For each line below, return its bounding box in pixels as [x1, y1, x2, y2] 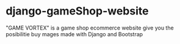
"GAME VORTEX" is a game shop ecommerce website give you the [5, 24, 175, 31]
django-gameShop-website [5, 4, 149, 18]
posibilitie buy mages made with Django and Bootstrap [5, 30, 143, 37]
